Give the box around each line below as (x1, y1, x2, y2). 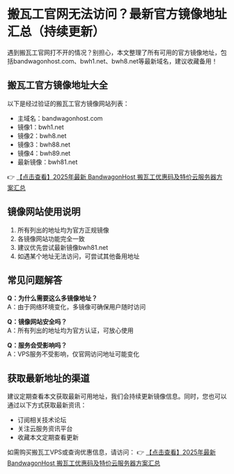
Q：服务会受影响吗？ (7, 341, 68, 350)
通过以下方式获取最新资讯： (7, 401, 87, 409)
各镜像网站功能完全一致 (17, 235, 85, 243)
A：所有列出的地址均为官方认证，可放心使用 (7, 326, 134, 335)
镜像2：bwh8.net (17, 131, 67, 140)
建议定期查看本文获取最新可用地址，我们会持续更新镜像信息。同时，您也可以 (7, 392, 227, 401)
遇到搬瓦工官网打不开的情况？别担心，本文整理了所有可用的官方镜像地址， (7, 48, 221, 57)
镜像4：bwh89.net (17, 149, 71, 157)
